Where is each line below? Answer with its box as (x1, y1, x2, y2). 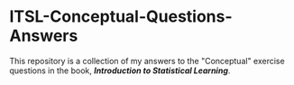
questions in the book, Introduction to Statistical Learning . (9, 65, 231, 76)
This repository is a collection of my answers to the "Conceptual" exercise (9, 55, 286, 66)
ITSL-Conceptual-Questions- (9, 6, 233, 27)
